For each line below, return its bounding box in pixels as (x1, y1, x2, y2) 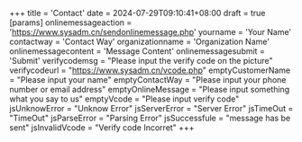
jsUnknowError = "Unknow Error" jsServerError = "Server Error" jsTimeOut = (9, 103, 294, 113)
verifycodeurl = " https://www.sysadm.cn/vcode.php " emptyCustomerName (9, 65, 291, 75)
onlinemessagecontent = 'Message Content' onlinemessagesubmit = (9, 46, 266, 57)
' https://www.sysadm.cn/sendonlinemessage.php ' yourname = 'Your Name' (9, 27, 292, 37)
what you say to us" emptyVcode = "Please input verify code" (9, 93, 240, 104)
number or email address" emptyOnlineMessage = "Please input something (9, 84, 290, 94)
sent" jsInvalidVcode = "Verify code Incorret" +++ (9, 122, 196, 133)
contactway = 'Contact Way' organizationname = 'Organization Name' (9, 36, 270, 47)
